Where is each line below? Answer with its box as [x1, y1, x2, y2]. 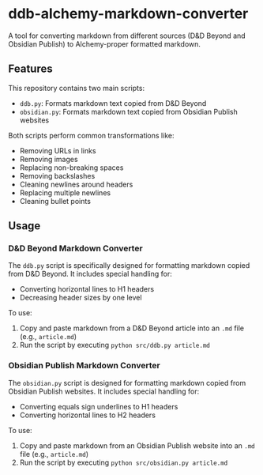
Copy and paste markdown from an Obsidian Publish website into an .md [19, 440, 255, 450]
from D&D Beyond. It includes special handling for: [8, 270, 172, 279]
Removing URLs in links [19, 145, 96, 155]
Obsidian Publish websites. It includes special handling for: [8, 386, 200, 396]
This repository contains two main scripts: [8, 83, 145, 92]
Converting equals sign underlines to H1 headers [19, 401, 178, 411]
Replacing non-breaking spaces [19, 163, 124, 172]
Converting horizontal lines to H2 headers [19, 410, 156, 420]
